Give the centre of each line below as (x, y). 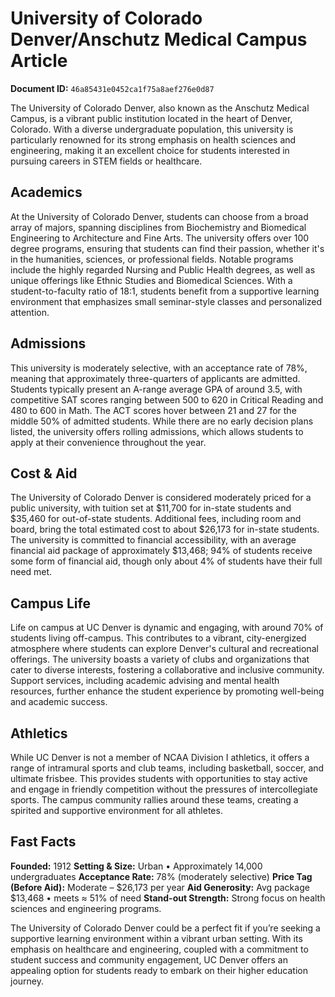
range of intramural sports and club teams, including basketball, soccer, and (167, 768)
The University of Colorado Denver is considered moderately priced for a (161, 498)
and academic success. (59, 702)
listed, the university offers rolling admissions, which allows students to (157, 431)
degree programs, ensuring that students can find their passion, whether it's (167, 248)
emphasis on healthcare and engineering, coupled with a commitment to (159, 949)
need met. (31, 572)
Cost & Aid (44, 473)
